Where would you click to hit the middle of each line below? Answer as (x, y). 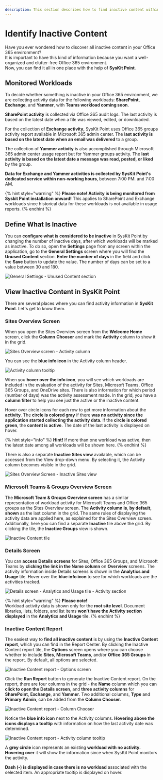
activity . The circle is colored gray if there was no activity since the (74, 415)
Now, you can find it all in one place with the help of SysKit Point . (71, 68)
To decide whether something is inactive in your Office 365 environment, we (81, 95)
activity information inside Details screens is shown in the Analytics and (77, 571)
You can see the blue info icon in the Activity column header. (66, 361)
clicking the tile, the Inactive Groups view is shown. (57, 529)
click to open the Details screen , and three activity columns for (70, 689)
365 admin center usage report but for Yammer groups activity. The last (77, 154)
